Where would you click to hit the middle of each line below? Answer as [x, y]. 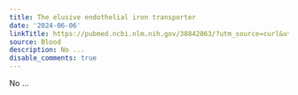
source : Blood [35, 42]
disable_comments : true [53, 58]
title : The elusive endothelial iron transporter [103, 17]
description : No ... [47, 50]
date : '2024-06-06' [45, 26]
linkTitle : [29, 33]
